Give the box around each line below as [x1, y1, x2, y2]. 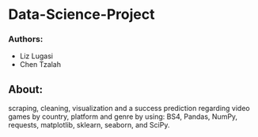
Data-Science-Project [8, 6, 156, 24]
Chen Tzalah [19, 60, 62, 69]
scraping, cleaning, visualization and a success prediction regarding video [8, 104, 251, 113]
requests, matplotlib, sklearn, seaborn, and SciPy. [8, 120, 170, 130]
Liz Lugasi [19, 51, 54, 61]
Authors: [8, 34, 44, 45]
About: [8, 83, 44, 96]
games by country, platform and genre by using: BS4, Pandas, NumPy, [8, 112, 238, 121]
